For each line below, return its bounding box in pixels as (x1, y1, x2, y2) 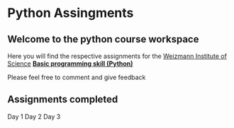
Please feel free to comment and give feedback (7, 73, 146, 81)
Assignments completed (7, 93, 118, 105)
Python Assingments (7, 5, 134, 21)
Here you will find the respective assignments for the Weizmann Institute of (7, 52, 227, 60)
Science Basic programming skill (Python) (7, 59, 133, 68)
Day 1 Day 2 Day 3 (7, 112, 61, 121)
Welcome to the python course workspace (7, 33, 199, 45)
